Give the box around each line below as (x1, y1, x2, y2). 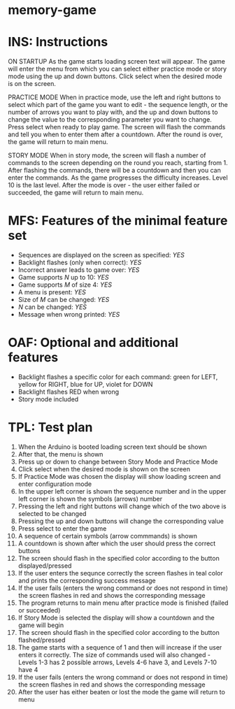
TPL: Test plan (8, 420, 93, 436)
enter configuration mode (17, 480, 92, 488)
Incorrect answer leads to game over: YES (17, 266, 140, 274)
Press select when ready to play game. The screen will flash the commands (8, 123, 226, 131)
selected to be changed (17, 509, 87, 517)
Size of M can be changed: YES (17, 296, 110, 304)
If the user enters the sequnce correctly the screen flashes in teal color (17, 568, 223, 577)
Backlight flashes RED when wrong (17, 387, 120, 396)
